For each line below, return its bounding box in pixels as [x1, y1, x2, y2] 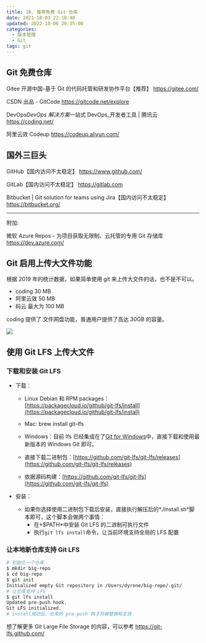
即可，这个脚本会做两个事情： [29, 513, 105, 520]
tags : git [6, 44, 32, 50]
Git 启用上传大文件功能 [6, 258, 93, 268]
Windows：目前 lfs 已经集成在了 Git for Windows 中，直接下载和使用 [24, 433, 194, 440]
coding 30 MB [15, 287, 51, 295]
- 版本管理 [12, 32, 36, 38]
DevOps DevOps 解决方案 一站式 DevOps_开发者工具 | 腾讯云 [6, 111, 158, 118]
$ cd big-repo [6, 571, 43, 577]
